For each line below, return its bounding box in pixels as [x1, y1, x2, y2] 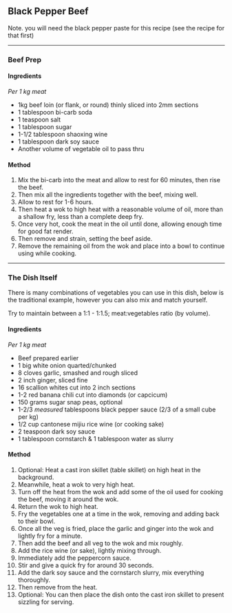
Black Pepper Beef [8, 6, 89, 17]
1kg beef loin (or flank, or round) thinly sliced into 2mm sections [17, 100, 199, 109]
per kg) [17, 412, 39, 420]
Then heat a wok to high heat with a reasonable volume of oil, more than [17, 205, 223, 213]
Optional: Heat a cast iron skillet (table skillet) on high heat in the [17, 465, 202, 474]
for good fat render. [17, 227, 74, 235]
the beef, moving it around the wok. [17, 495, 119, 503]
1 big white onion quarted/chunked [17, 361, 116, 369]
